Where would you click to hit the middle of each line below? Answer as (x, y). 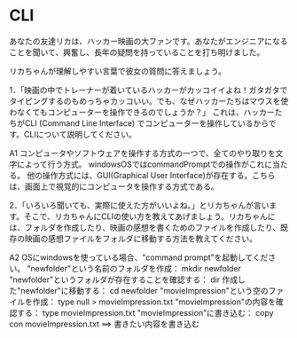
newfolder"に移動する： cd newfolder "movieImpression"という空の (145, 290)
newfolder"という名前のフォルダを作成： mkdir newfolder (136, 268)
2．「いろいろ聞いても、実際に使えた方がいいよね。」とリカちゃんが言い (139, 205)
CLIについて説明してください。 (80, 134)
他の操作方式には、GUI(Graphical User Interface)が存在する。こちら (151, 175)
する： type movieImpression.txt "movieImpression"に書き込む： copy (145, 312)
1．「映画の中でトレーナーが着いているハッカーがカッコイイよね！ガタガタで (148, 90)
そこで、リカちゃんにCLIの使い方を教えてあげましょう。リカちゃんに (149, 216)
